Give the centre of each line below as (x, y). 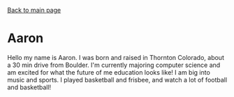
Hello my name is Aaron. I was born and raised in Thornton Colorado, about (116, 57)
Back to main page (34, 10)
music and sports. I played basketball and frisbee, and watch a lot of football (117, 80)
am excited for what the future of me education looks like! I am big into (109, 72)
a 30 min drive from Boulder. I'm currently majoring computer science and (114, 65)
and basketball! (29, 87)
